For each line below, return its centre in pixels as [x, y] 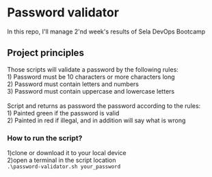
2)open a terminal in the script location [62, 160]
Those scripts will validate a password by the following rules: [93, 69]
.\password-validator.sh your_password [64, 167]
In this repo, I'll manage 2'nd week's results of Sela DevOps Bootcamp [106, 31]
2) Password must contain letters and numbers [73, 84]
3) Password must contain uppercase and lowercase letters [91, 91]
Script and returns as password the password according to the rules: [104, 106]
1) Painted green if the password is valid [63, 113]
